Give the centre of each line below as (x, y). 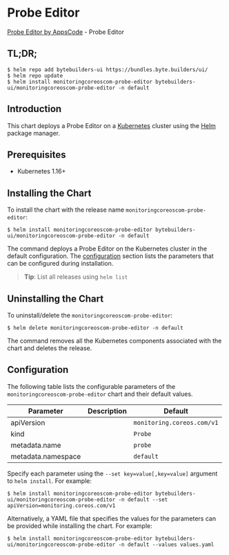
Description (107, 411)
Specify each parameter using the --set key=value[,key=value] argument (112, 473)
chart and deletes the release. (50, 348)
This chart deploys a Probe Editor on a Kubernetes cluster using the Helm (111, 125)
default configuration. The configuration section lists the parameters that (110, 256)
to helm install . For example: (49, 481)
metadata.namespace (46, 456)
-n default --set (143, 500)
